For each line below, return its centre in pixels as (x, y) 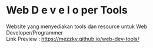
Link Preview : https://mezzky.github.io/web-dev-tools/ (73, 39)
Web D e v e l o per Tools (67, 10)
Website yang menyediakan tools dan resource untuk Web (77, 26)
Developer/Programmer (35, 32)
